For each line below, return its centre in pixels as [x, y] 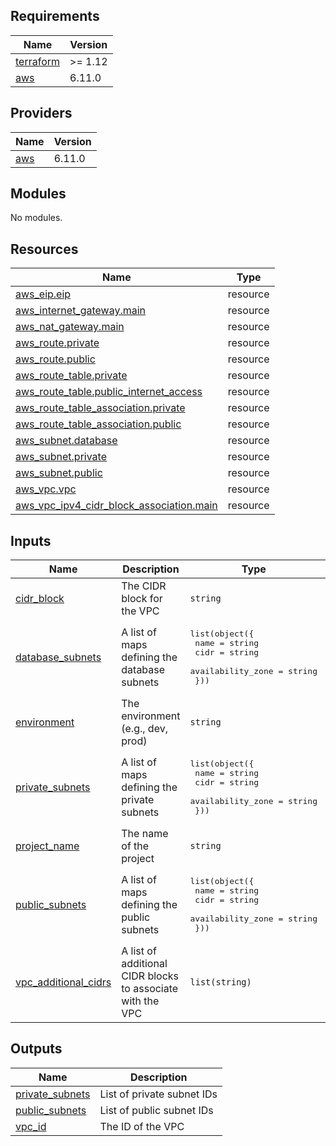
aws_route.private [57, 343]
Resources [44, 249]
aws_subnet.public [59, 473]
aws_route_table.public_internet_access [109, 392]
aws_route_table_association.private [100, 408]
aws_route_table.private [71, 376]
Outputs [36, 1049]
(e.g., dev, [144, 729]
